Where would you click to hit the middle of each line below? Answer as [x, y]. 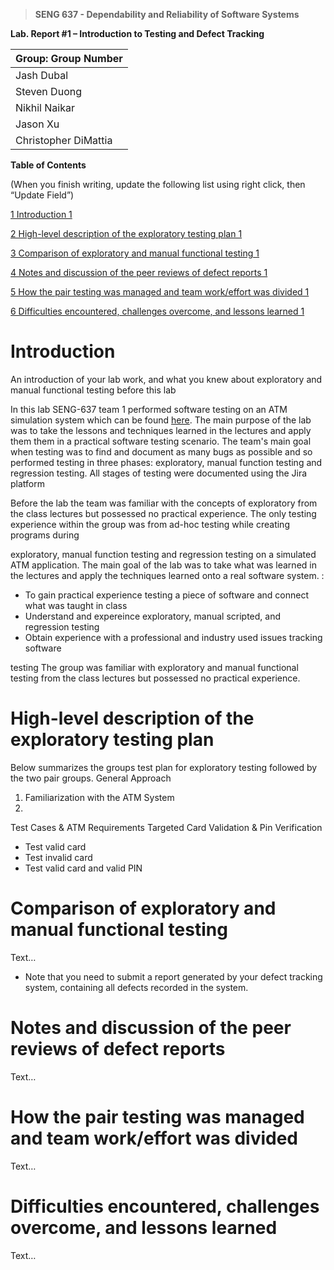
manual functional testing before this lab [93, 390]
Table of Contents [48, 165]
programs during [45, 535]
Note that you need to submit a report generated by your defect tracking [173, 976]
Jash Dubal [42, 75]
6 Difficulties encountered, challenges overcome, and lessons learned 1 [157, 311]
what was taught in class [76, 605]
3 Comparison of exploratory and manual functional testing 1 [135, 253]
